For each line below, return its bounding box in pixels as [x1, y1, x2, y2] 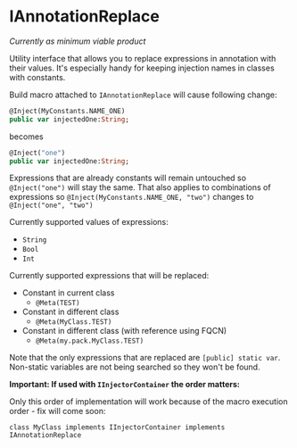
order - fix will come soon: [9, 406, 106, 417]
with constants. [9, 71, 66, 82]
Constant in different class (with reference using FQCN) [21, 326, 227, 336]
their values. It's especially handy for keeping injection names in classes [9, 62, 275, 73]
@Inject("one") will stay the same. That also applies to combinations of [9, 182, 271, 193]
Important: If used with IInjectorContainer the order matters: [9, 379, 241, 390]
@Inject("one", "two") [9, 201, 94, 211]
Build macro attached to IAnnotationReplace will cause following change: [9, 89, 277, 100]
